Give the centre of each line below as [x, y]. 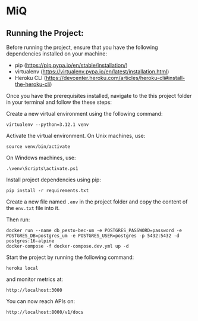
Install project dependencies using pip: [54, 180]
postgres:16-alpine [30, 241]
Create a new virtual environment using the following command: [84, 114]
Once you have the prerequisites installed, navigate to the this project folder [99, 96]
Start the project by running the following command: [70, 257]
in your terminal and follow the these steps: [59, 102]
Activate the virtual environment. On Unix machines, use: [76, 136]
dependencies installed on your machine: [56, 54]
